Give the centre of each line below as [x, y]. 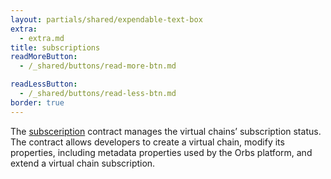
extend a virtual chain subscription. [83, 163]
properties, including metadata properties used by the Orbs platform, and [161, 152]
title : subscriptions [55, 47]
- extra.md [42, 38]
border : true [37, 102]
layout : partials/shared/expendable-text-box [106, 19]
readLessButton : [44, 84]
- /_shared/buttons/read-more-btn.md [98, 66]
